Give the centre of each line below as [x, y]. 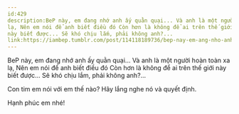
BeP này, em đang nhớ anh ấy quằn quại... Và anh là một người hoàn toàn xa [119, 60]
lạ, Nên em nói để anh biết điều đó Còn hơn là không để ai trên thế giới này [117, 68]
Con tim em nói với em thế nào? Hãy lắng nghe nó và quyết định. [102, 89]
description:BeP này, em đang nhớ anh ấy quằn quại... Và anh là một [113, 21]
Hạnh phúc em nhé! [36, 103]
